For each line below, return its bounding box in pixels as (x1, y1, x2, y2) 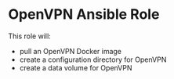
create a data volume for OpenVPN (19, 63, 132, 72)
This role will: (8, 31, 51, 41)
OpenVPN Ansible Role (8, 5, 160, 23)
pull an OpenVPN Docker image (19, 46, 122, 56)
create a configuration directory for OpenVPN (19, 55, 167, 64)
